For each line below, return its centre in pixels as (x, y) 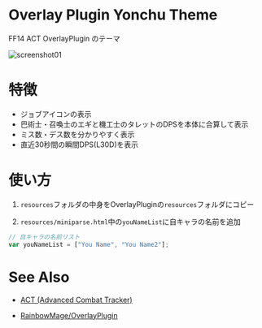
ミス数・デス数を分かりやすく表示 (77, 134)
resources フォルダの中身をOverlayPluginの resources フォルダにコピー (137, 204)
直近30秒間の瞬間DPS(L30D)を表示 (79, 145)
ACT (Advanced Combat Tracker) (76, 300)
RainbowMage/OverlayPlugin (69, 315)
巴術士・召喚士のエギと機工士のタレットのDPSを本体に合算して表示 (134, 124)
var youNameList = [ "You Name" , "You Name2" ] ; (89, 244)
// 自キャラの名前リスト (44, 237)
